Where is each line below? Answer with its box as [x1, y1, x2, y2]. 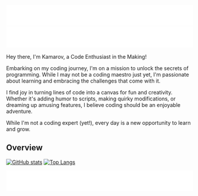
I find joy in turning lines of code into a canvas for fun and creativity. [6, 88, 173, 96]
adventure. [6, 108, 33, 115]
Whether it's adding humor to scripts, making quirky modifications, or [6, 95, 176, 102]
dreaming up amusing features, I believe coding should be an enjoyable [6, 101, 181, 108]
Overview [6, 143, 43, 153]
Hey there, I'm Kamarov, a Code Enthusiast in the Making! [6, 53, 147, 60]
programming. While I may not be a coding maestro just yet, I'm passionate [6, 71, 190, 78]
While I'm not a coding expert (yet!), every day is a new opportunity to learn [6, 119, 191, 126]
